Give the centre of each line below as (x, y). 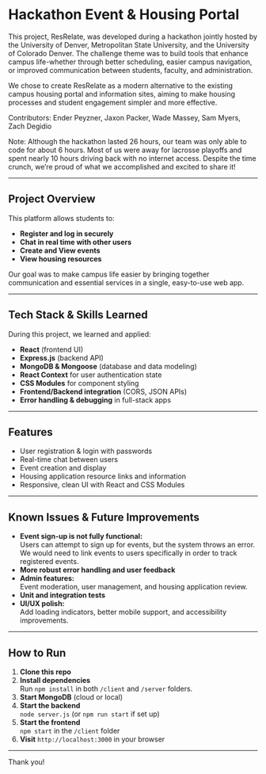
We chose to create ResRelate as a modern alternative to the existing (121, 86)
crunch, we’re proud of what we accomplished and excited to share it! (122, 166)
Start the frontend (50, 722)
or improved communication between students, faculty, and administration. (131, 70)
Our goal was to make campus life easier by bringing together (109, 274)
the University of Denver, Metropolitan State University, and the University (129, 44)
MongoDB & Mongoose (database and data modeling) (108, 366)
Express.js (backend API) (62, 357)
